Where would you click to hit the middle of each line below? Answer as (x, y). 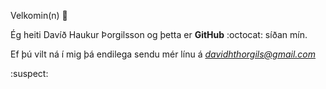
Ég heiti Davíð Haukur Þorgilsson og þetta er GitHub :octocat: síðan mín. (159, 34)
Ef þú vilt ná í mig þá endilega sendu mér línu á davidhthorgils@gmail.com (163, 54)
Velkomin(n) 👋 (39, 15)
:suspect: (29, 73)
